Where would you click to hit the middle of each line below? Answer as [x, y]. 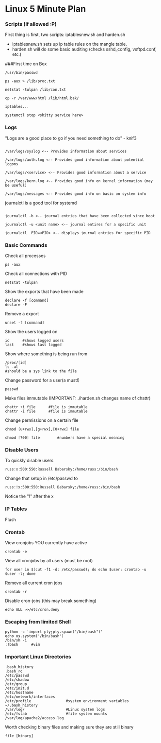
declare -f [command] [27, 301]
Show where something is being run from [46, 354]
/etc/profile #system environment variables [67, 701]
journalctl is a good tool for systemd [41, 203]
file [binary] [19, 736]
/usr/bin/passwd [21, 73]
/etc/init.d [17, 688]
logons [12, 164]
